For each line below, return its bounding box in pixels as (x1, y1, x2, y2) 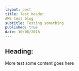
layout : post (5, 7, 32, 12)
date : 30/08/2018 (5, 29, 40, 34)
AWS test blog (5, 16, 34, 21)
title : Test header (5, 12, 45, 16)
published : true (5, 25, 38, 30)
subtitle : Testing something (5, 20, 64, 26)
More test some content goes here (5, 60, 74, 66)
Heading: (5, 47, 33, 56)
